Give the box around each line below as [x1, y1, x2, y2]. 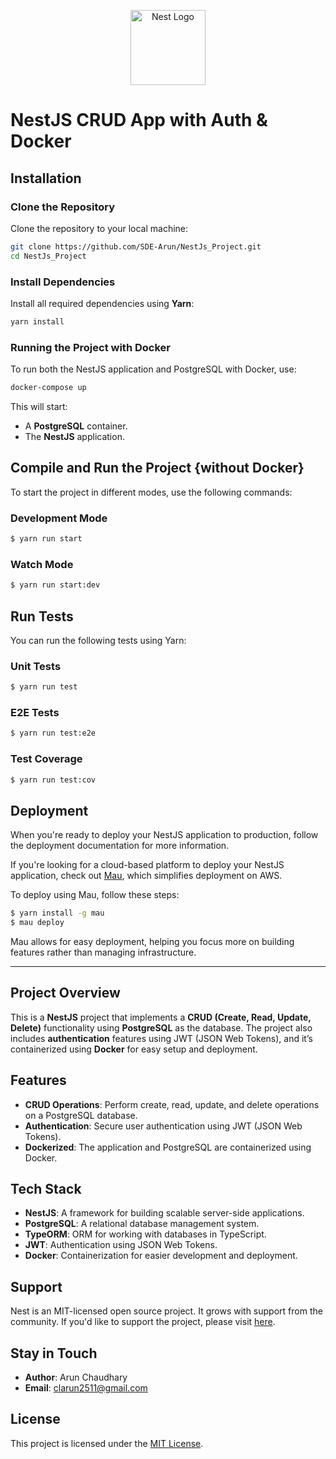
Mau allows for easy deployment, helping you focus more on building [10, 936, 295, 948]
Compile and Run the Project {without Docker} [10, 460, 305, 477]
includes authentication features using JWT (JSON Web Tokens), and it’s [10, 1032, 313, 1044]
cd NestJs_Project [10, 251, 87, 261]
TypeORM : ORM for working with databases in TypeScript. [24, 1228, 267, 1240]
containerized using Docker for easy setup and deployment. [10, 1043, 258, 1055]
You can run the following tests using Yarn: [10, 634, 187, 646]
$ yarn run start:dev [10, 580, 101, 590]
